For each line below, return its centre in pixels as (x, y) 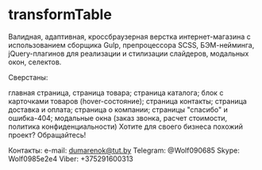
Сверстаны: (28, 77)
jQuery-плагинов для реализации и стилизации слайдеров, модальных (129, 53)
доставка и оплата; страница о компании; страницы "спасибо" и (118, 110)
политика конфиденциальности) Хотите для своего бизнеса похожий (126, 126)
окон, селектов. (35, 62)
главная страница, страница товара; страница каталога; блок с (116, 92)
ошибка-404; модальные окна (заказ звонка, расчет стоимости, (118, 118)
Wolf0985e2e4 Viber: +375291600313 (71, 158)
